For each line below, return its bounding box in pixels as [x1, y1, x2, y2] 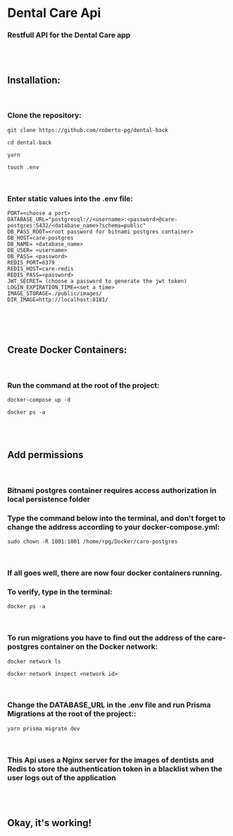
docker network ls [7, 658, 61, 665]
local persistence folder [7, 494, 90, 504]
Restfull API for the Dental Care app [7, 30, 131, 40]
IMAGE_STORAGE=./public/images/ [7, 289, 102, 297]
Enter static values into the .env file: [7, 193, 134, 203]
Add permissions [7, 449, 84, 461]
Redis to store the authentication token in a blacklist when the [7, 764, 223, 774]
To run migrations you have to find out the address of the [7, 633, 206, 643]
